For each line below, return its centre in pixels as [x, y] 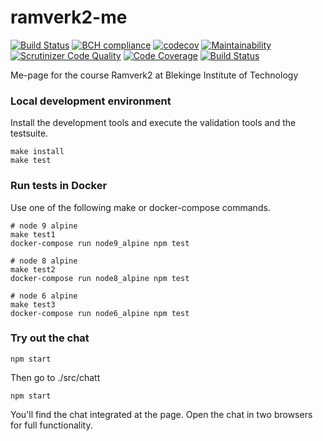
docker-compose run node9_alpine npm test [100, 243]
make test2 [33, 269]
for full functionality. [51, 425]
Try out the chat [50, 338]
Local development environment [91, 101]
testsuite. [29, 133]
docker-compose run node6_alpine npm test [100, 313]
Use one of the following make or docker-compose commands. [140, 207]
